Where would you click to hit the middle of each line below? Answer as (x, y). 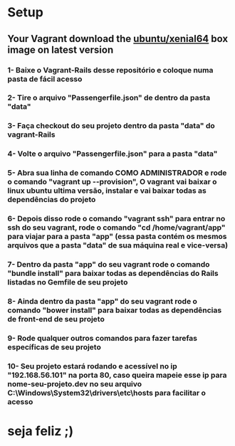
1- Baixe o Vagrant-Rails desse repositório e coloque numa (110, 70)
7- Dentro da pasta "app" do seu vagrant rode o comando (109, 265)
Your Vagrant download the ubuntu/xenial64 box (118, 39)
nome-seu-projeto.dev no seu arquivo (75, 383)
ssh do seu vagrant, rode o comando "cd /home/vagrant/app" (116, 228)
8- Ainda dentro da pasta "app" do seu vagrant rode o (103, 301)
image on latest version (61, 49)
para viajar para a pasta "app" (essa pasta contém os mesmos (117, 237)
